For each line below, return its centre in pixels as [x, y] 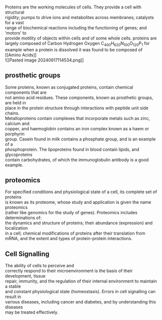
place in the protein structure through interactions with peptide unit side [77, 108]
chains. [12, 113]
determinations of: [24, 218]
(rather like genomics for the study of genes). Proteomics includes [71, 213]
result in [13, 297]
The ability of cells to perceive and [40, 266]
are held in [16, 102]
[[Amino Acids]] [21, 55]
